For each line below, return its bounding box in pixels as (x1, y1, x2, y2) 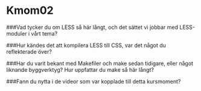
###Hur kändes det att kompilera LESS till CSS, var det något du (6, 42, 166, 49)
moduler (6, 30, 27, 37)
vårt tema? (31, 30, 58, 37)
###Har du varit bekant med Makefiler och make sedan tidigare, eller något (6, 60, 194, 67)
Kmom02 (6, 4, 54, 17)
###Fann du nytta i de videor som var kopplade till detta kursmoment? (6, 78, 181, 85)
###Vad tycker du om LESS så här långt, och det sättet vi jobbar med (6, 24, 179, 31)
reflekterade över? (6, 48, 53, 55)
